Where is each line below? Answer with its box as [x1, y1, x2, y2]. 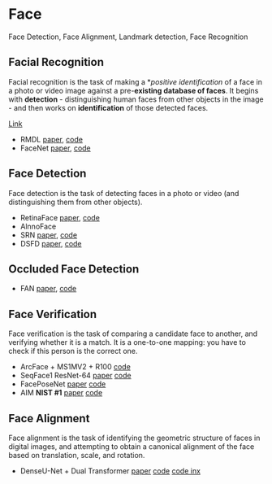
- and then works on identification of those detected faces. [8, 102, 209, 112]
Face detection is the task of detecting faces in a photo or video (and [8, 188, 240, 198]
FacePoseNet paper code [19, 379, 106, 389]
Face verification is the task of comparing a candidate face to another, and [8, 329, 258, 338]
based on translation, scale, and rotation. [8, 451, 145, 460]
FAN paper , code [19, 284, 77, 294]
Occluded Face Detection [8, 262, 140, 276]
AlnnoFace [19, 221, 57, 231]
